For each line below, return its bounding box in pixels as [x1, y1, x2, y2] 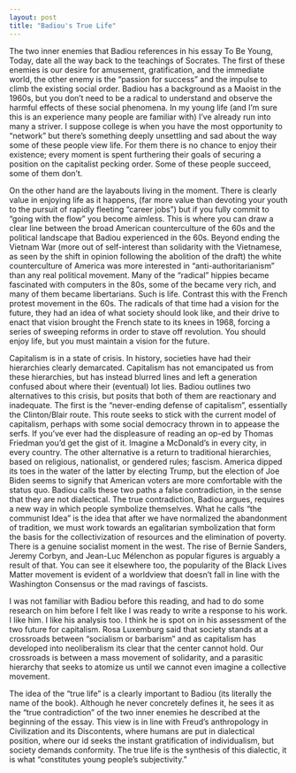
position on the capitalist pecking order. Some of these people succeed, [9, 158, 271, 169]
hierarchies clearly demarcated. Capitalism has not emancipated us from [9, 362, 274, 373]
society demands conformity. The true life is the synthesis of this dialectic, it [9, 745, 287, 755]
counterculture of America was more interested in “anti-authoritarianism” [9, 260, 276, 271]
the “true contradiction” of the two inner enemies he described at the [9, 707, 261, 717]
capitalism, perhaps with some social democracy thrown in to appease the [9, 418, 280, 429]
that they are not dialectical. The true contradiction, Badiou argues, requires [9, 493, 285, 505]
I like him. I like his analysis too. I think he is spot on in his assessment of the [9, 615, 287, 625]
